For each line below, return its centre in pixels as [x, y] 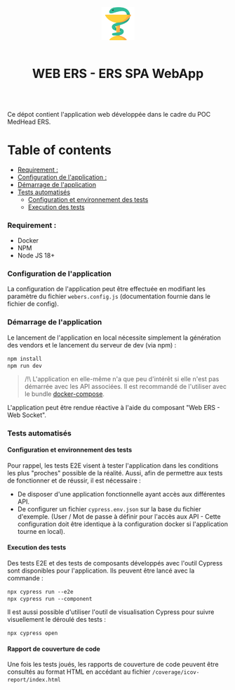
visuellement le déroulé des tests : [57, 620]
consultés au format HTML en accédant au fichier [79, 672]
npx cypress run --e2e [40, 592]
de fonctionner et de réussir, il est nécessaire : [74, 480]
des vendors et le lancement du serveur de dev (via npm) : [92, 345]
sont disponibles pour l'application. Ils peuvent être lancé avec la [101, 571]
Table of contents [60, 150]
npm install [25, 359]
